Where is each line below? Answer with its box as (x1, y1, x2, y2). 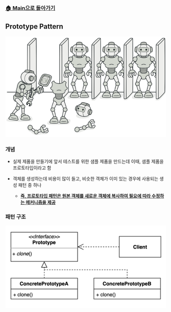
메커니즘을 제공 (25, 199, 56, 206)
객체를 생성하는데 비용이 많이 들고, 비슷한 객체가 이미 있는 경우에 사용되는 (12, 175, 159, 182)
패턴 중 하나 (18, 182, 42, 188)
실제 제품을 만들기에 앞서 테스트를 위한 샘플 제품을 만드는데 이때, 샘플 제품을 (12, 159, 164, 165)
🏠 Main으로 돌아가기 (5, 4, 56, 11)
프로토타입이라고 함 (12, 165, 52, 171)
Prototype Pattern (5, 22, 64, 31)
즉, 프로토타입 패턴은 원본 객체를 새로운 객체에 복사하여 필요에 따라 (20, 193, 151, 199)
